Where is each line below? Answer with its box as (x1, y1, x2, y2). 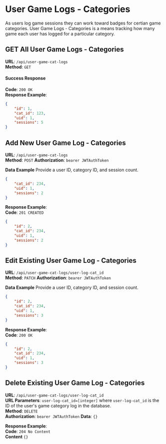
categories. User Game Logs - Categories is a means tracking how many (5, 25, 155, 31)
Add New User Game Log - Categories (5, 139, 126, 147)
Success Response (5, 75, 46, 81)
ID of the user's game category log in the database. (5, 402, 111, 408)
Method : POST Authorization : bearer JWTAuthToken (5, 157, 109, 163)
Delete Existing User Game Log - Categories (5, 379, 145, 387)
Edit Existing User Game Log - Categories (5, 256, 136, 265)
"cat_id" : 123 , (14, 111, 46, 116)
